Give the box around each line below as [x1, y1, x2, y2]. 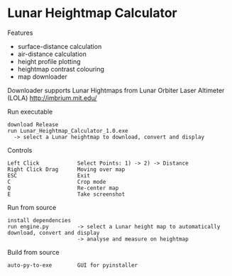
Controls [7, 145, 33, 154]
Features [7, 28, 33, 37]
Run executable [7, 107, 53, 116]
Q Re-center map [7, 184, 119, 192]
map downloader [17, 72, 67, 81]
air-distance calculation [17, 50, 87, 58]
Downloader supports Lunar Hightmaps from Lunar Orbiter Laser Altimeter [7, 86, 225, 94]
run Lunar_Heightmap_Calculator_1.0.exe [7, 127, 129, 134]
